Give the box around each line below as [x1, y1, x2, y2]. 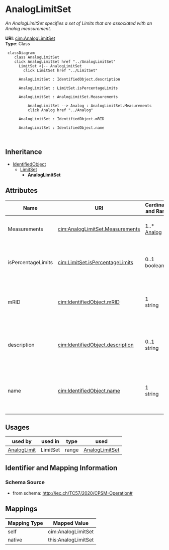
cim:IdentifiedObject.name [57, 387, 121, 394]
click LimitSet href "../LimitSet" [23, 68, 98, 73]
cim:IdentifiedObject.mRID [57, 298, 120, 305]
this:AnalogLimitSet [48, 536, 94, 543]
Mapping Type [8, 519, 43, 526]
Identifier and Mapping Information [5, 463, 118, 472]
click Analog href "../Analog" [27, 107, 94, 113]
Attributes [5, 186, 38, 195]
